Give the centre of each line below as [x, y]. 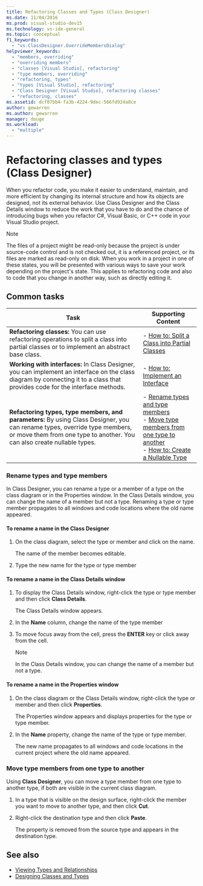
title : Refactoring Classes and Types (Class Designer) [78, 12]
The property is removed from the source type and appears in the [97, 829]
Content [168, 321]
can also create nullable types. [53, 442]
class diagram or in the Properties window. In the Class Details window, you [100, 495]
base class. [25, 354]
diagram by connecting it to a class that [65, 379]
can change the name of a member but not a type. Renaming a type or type [100, 502]
